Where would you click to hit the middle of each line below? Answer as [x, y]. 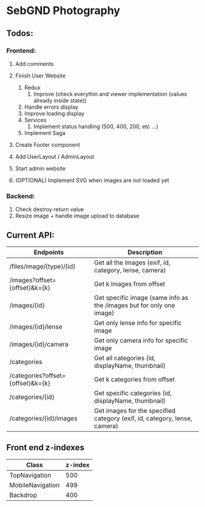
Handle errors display [51, 107]
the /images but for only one [135, 305]
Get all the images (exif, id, [132, 262]
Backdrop [23, 495]
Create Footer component [48, 145]
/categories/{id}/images [43, 418]
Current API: [31, 235]
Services [35, 120]
